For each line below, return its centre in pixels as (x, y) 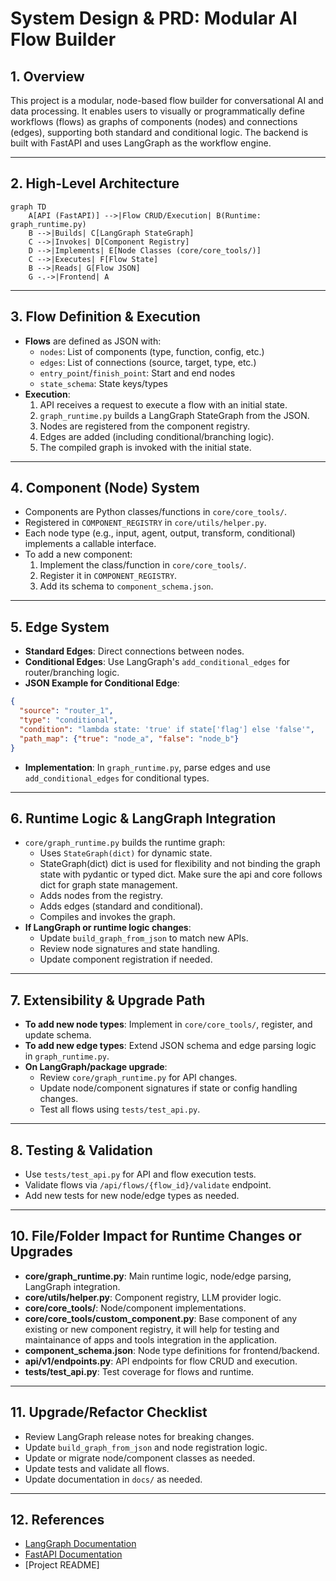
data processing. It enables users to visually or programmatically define (157, 111)
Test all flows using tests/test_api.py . (120, 1109)
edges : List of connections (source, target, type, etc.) (148, 362)
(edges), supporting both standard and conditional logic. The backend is (159, 132)
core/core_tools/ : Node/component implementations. (135, 1308)
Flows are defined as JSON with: (93, 341)
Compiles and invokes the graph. (107, 917)
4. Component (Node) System (105, 488)
